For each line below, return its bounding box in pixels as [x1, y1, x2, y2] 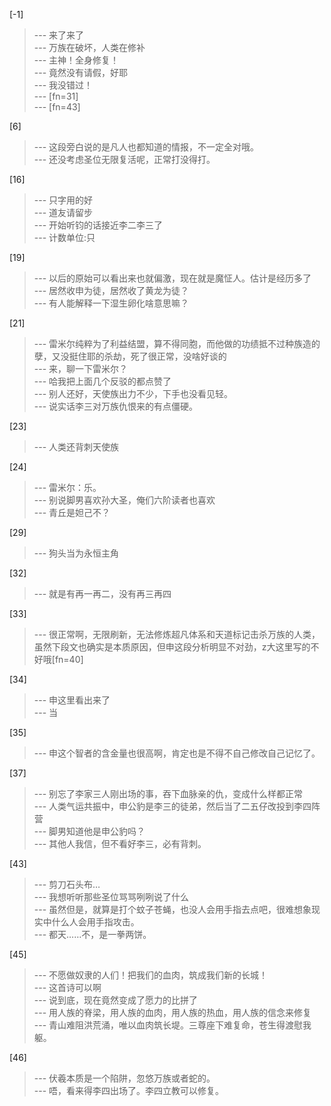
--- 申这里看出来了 [33, 694, 111, 706]
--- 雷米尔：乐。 [33, 482, 102, 493]
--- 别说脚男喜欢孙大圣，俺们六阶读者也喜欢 [33, 494, 216, 506]
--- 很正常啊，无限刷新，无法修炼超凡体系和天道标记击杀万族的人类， [33, 629, 321, 640]
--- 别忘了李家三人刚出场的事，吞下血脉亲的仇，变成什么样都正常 [33, 788, 304, 799]
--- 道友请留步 [33, 207, 94, 218]
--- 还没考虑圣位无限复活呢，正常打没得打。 [33, 154, 216, 165]
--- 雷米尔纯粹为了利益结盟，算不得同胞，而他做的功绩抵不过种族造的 [33, 338, 321, 349]
